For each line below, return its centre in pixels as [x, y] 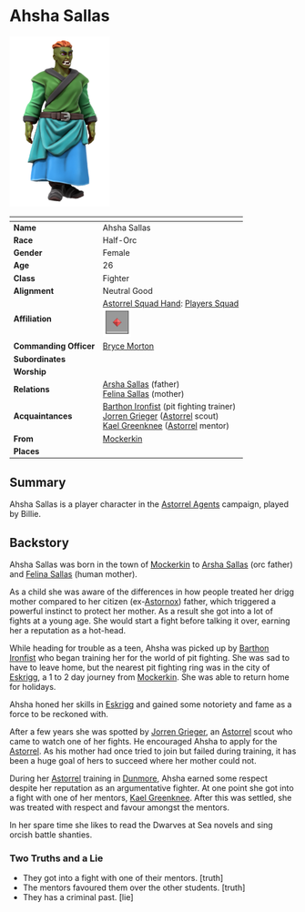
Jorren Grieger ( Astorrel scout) [161, 416]
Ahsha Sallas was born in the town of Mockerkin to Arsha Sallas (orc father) [151, 564]
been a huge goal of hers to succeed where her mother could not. [133, 761]
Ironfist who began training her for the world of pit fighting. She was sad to [149, 658]
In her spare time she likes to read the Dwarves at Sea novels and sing [141, 826]
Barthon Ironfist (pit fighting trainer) [169, 407]
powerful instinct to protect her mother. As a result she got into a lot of [141, 612]
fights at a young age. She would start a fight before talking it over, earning [150, 621]
